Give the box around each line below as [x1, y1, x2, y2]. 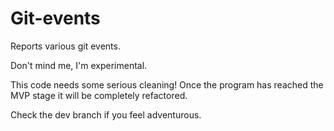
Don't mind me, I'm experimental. [10, 59, 148, 71]
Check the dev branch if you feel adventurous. [10, 108, 202, 121]
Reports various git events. [10, 40, 121, 52]
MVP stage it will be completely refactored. [10, 89, 188, 101]
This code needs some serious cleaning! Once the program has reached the [10, 78, 324, 91]
